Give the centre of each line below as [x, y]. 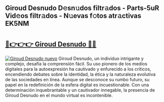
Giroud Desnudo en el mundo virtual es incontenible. [59, 95]
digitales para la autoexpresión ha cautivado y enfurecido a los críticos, [78, 69]
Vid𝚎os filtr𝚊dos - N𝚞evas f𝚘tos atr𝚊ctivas [73, 16]
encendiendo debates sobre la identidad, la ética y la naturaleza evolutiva [80, 74]
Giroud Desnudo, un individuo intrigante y [101, 58]
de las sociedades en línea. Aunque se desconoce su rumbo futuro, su [78, 79]
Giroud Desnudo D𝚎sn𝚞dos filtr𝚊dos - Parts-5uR [82, 8]
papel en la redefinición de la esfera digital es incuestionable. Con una [77, 85]
